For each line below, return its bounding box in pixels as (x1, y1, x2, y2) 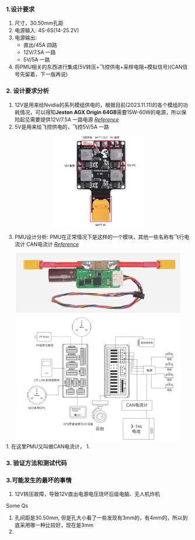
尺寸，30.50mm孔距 (14, 19, 64, 27)
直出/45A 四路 (23, 42, 57, 49)
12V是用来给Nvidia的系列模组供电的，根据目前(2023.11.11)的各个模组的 (14, 101, 183, 108)
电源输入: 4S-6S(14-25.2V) (14, 27, 79, 34)
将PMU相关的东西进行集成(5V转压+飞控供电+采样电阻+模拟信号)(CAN (14, 63, 183, 71)
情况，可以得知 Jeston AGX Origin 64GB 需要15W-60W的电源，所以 (19, 108, 182, 115)
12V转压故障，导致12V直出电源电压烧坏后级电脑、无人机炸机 (14, 490, 161, 497)
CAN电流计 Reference (26, 241, 79, 248)
